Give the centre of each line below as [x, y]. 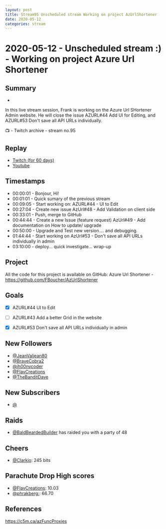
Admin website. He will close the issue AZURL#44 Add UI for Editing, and [81, 115]
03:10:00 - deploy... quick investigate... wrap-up [62, 246]
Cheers [17, 448]
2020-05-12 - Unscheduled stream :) [83, 49]
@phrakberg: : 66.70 [33, 493]
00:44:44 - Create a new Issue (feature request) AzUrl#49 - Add [79, 220]
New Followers [29, 344]
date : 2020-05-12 [23, 19]
